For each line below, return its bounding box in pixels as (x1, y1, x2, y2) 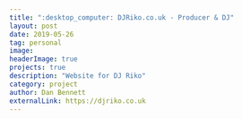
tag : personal (9, 38, 63, 47)
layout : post (9, 21, 58, 30)
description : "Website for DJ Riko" (9, 72, 146, 81)
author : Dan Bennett (9, 88, 87, 97)
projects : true (9, 64, 66, 72)
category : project (9, 80, 78, 89)
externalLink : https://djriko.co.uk (9, 96, 146, 106)
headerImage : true (9, 55, 78, 64)
